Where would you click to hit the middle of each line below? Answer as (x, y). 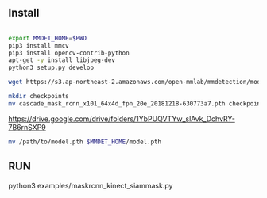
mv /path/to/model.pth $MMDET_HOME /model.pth (85, 142)
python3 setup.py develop (51, 68)
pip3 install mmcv (39, 46)
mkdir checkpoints (39, 97)
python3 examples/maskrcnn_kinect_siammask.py (91, 185)
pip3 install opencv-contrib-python (69, 53)
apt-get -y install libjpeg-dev (62, 60)
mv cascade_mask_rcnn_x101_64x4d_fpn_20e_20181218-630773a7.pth (117, 103)
